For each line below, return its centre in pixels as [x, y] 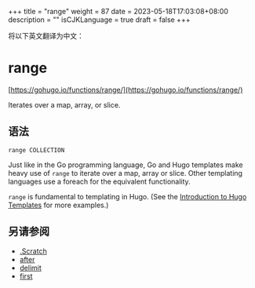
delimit [30, 268]
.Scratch [33, 251]
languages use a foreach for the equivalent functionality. [99, 181]
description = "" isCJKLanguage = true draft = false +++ [99, 20]
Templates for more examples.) [58, 205]
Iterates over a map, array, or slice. [64, 104]
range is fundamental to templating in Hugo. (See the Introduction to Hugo [127, 196]
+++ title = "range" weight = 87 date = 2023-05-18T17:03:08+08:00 [118, 11]
